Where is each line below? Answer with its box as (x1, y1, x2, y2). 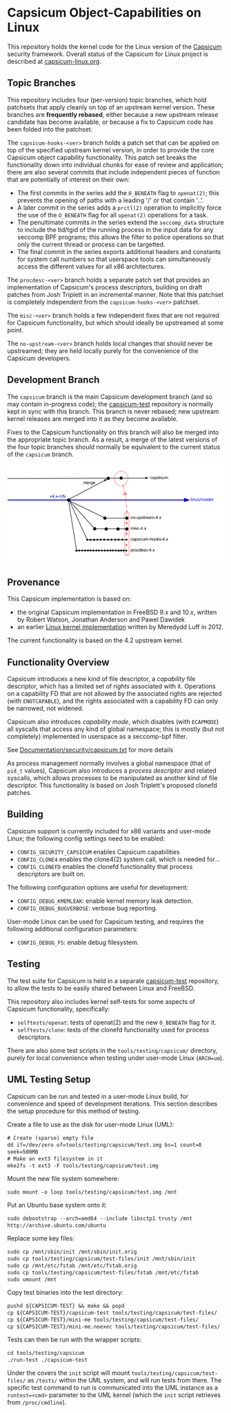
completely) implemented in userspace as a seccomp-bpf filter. (7, 732, 188, 741)
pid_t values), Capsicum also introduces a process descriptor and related (7, 766, 217, 775)
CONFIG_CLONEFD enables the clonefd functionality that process (17, 862, 193, 870)
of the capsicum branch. (7, 450, 74, 458)
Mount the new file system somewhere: (7, 1174, 119, 1182)
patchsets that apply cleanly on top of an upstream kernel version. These (7, 102, 215, 111)
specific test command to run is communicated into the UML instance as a (7, 1383, 219, 1392)
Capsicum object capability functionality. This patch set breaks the (7, 153, 197, 161)
